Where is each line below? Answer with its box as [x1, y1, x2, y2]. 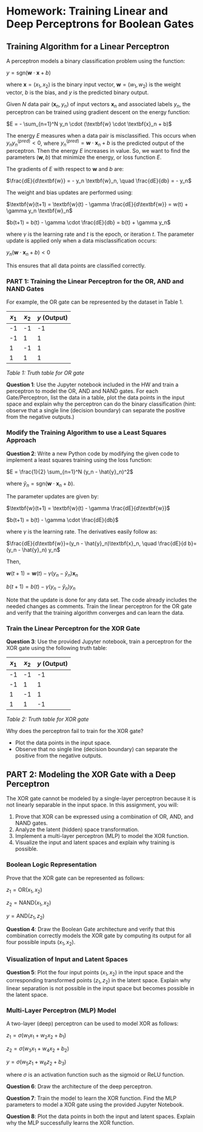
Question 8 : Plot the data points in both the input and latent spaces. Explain [6, 1113, 195, 1120]
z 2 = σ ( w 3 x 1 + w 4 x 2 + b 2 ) [6, 1045, 70, 1053]
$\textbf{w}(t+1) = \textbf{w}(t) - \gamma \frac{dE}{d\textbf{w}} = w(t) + [6, 201, 188, 208]
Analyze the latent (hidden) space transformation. [15, 826, 139, 833]
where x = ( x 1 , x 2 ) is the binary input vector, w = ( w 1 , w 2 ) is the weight [6, 81, 181, 89]
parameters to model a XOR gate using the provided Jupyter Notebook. [6, 1101, 184, 1108]
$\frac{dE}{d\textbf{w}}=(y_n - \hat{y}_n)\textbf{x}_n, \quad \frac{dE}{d [6, 540, 187, 547]
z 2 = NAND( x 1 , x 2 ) [6, 899, 52, 908]
